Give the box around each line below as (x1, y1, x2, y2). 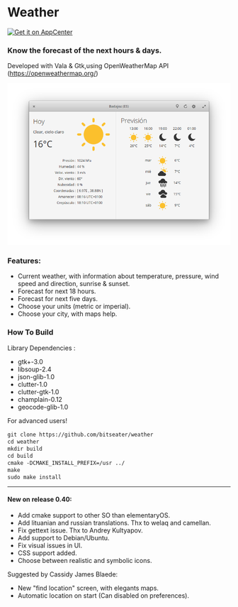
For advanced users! (7, 416, 67, 425)
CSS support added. (17, 548, 77, 557)
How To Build (7, 327, 54, 337)
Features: (7, 256, 41, 266)
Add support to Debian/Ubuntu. (17, 533, 110, 542)
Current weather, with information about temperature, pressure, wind (17, 272, 220, 280)
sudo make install (7, 474, 62, 481)
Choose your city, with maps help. (17, 310, 118, 318)
